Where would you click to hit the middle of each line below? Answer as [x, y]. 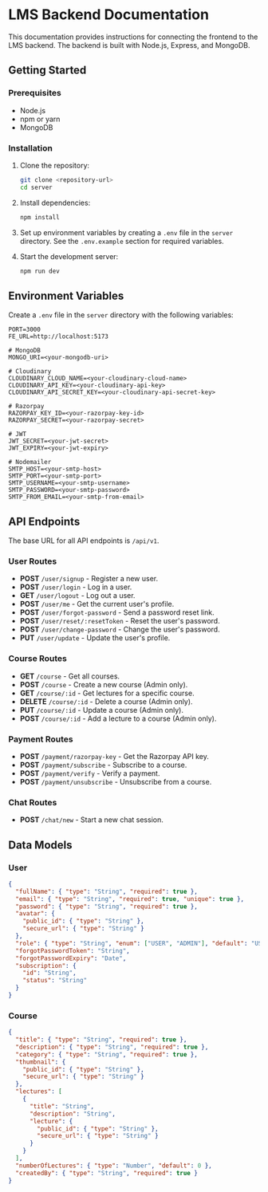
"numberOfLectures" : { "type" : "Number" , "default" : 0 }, [114, 1166]
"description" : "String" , [72, 1114]
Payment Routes [41, 739]
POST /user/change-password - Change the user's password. [120, 629]
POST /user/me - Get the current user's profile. [97, 604]
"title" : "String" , [61, 1106]
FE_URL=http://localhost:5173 [59, 336]
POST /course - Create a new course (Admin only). [104, 684]
